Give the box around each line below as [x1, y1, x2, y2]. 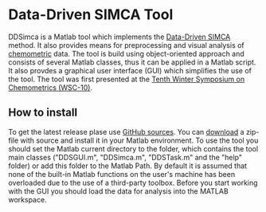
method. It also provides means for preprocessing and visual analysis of [8, 40, 244, 49]
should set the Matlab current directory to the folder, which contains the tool [8, 143, 259, 153]
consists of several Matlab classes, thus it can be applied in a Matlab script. [8, 57, 256, 67]
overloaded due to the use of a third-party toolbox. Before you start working [8, 178, 258, 187]
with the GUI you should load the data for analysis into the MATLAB [8, 186, 229, 196]
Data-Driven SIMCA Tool [8, 6, 174, 24]
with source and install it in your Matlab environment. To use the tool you [20, 135, 259, 145]
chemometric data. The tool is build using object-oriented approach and [8, 49, 244, 58]
